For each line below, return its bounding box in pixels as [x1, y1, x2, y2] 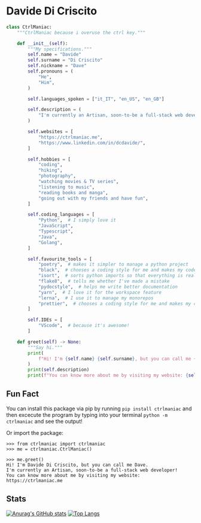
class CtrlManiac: [6, 24, 52, 30]
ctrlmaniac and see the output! [6, 417, 83, 425]
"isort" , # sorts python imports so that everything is [38, 273, 184, 279]
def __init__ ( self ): [17, 40, 68, 46]
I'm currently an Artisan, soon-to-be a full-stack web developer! [6, 467, 178, 473]
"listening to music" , [38, 184, 95, 190]
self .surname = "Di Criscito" [28, 57, 103, 64]
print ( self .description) [28, 367, 90, 373]
